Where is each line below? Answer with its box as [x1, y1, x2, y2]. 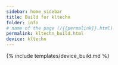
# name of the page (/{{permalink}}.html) [6, 25, 113, 31]
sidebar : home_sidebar [6, 8, 63, 15]
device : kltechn [6, 36, 46, 42]
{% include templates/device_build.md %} [6, 53, 110, 59]
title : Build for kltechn [6, 14, 70, 20]
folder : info [6, 19, 39, 25]
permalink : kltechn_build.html [6, 31, 84, 37]
